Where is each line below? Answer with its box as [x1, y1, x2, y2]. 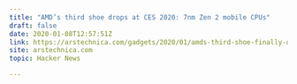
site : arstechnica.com [9, 46, 93, 55]
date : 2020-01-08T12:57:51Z [9, 29, 113, 38]
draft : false [9, 21, 57, 30]
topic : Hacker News [9, 54, 81, 63]
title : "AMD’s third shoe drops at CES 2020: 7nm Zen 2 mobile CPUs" [9, 12, 271, 22]
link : [9, 37, 29, 47]
